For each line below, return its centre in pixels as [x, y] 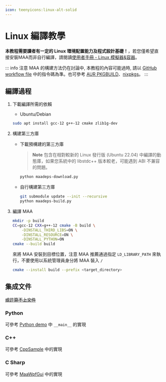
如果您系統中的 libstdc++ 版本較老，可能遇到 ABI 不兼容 [103, 161]
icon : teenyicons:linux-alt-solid [41, 10]
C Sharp [15, 362]
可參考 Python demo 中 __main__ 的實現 [46, 324]
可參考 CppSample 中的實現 [34, 349]
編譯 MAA [22, 211]
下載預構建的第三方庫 [42, 144]
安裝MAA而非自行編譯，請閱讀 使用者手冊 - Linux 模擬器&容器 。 [74, 57]
